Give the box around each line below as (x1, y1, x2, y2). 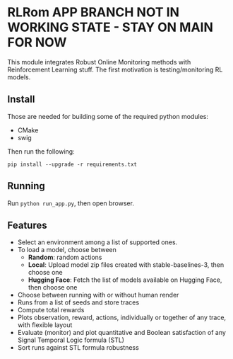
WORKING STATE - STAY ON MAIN (7, 19, 213, 35)
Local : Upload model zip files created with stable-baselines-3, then (28, 261, 225, 269)
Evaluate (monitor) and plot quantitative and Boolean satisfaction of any (17, 329, 226, 337)
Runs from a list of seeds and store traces (17, 298, 140, 307)
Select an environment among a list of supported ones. (17, 238, 178, 246)
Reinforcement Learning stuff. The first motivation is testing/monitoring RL (7, 65, 223, 74)
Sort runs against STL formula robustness (17, 343, 139, 352)
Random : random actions (28, 253, 102, 262)
